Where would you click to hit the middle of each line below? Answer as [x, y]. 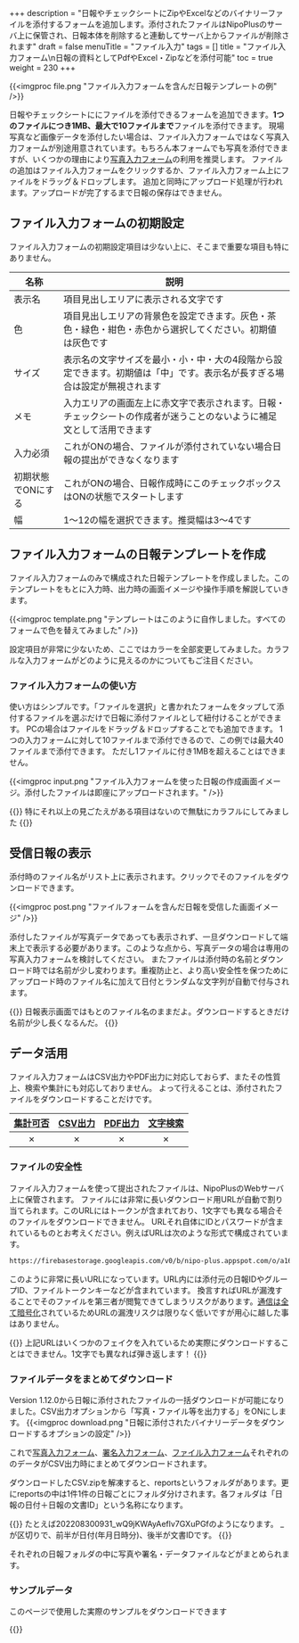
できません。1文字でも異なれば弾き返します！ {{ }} [116, 1353]
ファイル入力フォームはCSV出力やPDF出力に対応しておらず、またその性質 [145, 1077]
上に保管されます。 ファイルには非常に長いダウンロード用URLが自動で [138, 1199]
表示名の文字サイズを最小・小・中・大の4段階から [169, 359]
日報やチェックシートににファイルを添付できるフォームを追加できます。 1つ [147, 115]
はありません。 [36, 1324]
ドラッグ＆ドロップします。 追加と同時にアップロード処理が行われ [161, 182]
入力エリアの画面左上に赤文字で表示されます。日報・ [174, 402]
